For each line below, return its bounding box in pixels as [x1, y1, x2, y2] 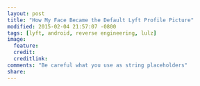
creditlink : [13, 55, 49, 62]
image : [7, 36, 26, 43]
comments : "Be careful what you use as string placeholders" [7, 62, 188, 69]
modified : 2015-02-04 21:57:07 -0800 [7, 23, 117, 30]
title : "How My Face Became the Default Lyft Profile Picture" [7, 17, 194, 24]
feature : [13, 42, 39, 49]
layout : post [7, 10, 45, 17]
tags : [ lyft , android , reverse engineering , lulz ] [7, 29, 157, 37]
